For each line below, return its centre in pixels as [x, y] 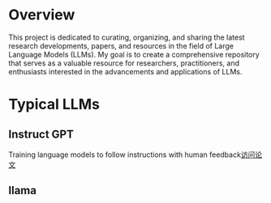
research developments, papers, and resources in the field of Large [121, 45]
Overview [42, 15]
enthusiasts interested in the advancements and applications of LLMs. [125, 71]
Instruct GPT [41, 134]
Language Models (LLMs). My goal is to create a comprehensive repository [134, 54]
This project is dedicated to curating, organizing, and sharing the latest [127, 37]
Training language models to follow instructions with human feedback [125, 154]
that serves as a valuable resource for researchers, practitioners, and [124, 63]
